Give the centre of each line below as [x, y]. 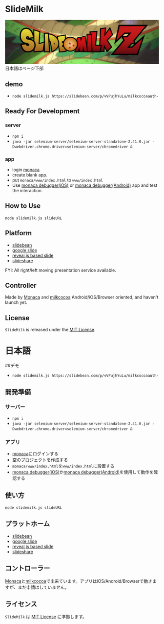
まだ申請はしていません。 [43, 587]
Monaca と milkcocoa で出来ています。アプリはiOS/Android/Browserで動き [79, 581]
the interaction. [27, 190]
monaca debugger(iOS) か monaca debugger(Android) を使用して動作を [83, 472]
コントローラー [28, 568]
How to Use [23, 206]
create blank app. [30, 175]
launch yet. [16, 302]
